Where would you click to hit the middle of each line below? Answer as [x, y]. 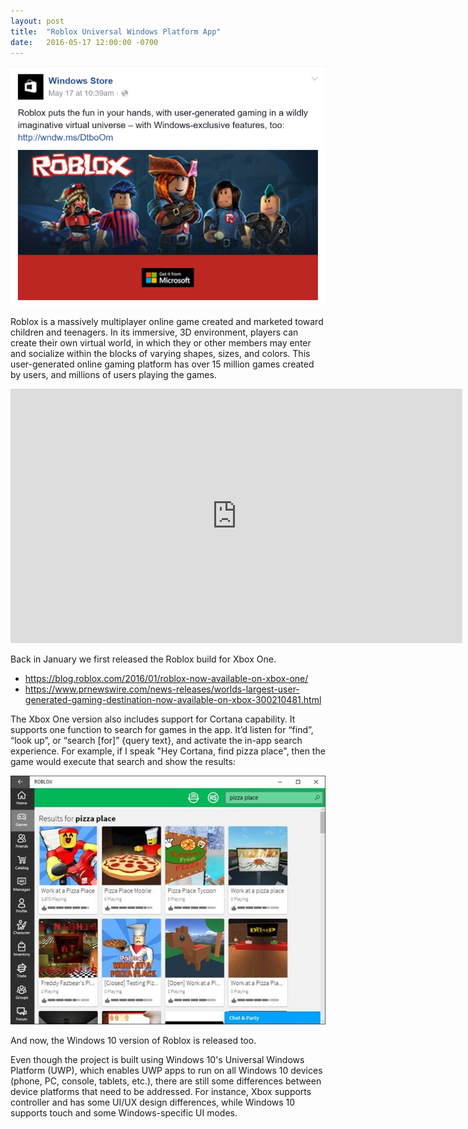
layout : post [37, 21]
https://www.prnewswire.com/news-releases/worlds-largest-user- [162, 689]
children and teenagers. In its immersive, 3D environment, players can [154, 332]
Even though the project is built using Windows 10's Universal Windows [157, 1059]
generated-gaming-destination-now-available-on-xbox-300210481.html [173, 700]
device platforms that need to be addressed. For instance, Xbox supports [161, 1091]
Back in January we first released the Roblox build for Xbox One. [143, 659]
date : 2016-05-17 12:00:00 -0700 [84, 42]
